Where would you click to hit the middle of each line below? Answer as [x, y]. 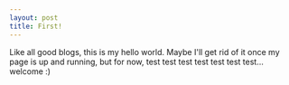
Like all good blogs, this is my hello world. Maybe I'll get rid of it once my [144, 52]
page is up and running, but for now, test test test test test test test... [137, 61]
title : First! [36, 26]
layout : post [34, 18]
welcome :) [30, 71]
